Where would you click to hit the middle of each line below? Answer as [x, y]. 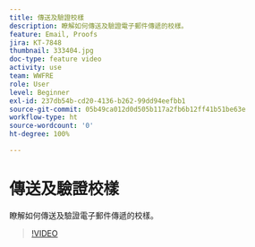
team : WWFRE [31, 76]
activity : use [36, 68]
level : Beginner [39, 92]
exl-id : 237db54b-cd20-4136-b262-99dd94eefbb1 [98, 101]
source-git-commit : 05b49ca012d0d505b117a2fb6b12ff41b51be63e [127, 109]
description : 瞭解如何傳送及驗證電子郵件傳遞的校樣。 [99, 26]
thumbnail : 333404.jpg [51, 51]
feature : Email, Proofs [54, 34]
